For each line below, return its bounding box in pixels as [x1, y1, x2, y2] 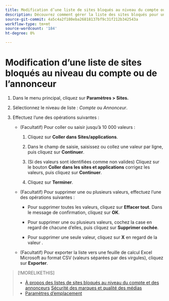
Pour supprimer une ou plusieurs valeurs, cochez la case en [27, 219, 152, 225]
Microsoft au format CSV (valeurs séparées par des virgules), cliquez [20, 255, 163, 261]
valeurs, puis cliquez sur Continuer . [27, 169, 102, 175]
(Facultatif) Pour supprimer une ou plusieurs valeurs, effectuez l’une [20, 189, 161, 195]
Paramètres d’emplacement [25, 290, 82, 296]
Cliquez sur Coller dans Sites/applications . [27, 134, 118, 140]
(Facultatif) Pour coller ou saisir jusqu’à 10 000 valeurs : [20, 124, 136, 130]
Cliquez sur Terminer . [27, 179, 73, 185]
